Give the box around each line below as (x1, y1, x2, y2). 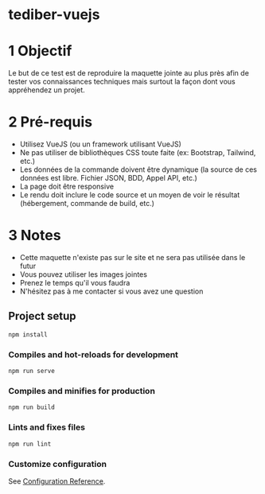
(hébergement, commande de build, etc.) (19, 199, 155, 208)
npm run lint (8, 440, 52, 448)
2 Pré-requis (8, 113, 93, 131)
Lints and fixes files (8, 422, 86, 433)
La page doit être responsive (19, 181, 114, 192)
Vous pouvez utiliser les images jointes (19, 270, 147, 279)
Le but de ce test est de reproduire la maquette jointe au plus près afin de (8, 68, 249, 78)
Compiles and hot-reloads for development (8, 348, 179, 360)
